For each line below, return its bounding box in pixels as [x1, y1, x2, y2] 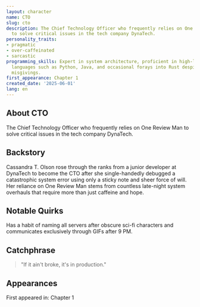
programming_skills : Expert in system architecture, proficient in [6, 58, 177, 64]
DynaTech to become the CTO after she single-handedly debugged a [6, 170, 176, 177]
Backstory [6, 148, 46, 158]
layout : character [6, 8, 52, 15]
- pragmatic [6, 42, 36, 48]
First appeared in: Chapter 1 [6, 294, 74, 301]
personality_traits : [6, 36, 58, 42]
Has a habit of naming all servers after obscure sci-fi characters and [6, 221, 174, 229]
